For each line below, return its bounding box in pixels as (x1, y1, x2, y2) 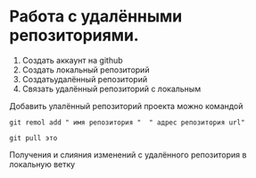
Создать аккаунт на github (21, 55, 123, 65)
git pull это (9, 133, 58, 142)
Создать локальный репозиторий (21, 64, 150, 75)
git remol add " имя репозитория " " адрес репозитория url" (9, 118, 245, 127)
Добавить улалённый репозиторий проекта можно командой (9, 100, 244, 111)
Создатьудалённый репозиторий (21, 73, 148, 84)
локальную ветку (9, 158, 76, 169)
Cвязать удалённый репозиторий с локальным (21, 83, 202, 94)
